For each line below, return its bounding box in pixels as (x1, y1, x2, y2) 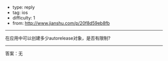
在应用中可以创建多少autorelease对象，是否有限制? (5, 35, 111, 41)
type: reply (12, 4, 35, 10)
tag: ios (12, 9, 28, 15)
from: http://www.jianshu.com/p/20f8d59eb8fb (12, 20, 110, 26)
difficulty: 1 (12, 15, 35, 20)
